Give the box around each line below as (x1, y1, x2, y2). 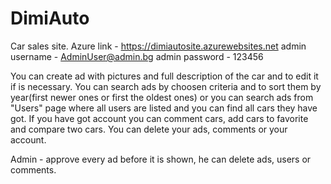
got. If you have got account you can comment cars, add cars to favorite (10, 112, 309, 124)
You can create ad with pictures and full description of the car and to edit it (10, 70, 319, 82)
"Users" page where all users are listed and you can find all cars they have (10, 102, 318, 114)
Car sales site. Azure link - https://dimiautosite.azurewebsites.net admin (10, 40, 307, 52)
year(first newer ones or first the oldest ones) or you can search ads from (10, 91, 314, 103)
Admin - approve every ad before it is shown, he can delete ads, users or (10, 153, 312, 165)
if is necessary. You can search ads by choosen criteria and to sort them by (10, 80, 322, 92)
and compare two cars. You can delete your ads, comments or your (10, 123, 288, 135)
